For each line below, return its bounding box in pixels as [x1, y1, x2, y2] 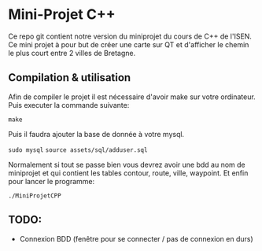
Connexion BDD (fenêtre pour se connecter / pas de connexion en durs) [19, 234, 253, 243]
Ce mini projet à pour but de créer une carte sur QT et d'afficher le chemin [8, 39, 249, 49]
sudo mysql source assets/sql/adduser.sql [8, 146, 148, 154]
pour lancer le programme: [8, 176, 95, 186]
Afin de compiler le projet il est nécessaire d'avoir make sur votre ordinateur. [8, 92, 256, 102]
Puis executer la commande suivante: [8, 100, 130, 109]
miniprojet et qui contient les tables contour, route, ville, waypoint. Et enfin [8, 168, 249, 178]
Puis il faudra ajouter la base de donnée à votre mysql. [8, 129, 185, 138]
